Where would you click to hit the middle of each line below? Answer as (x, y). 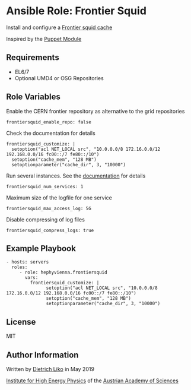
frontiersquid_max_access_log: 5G (49, 208)
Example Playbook (41, 248)
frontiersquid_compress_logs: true (50, 230)
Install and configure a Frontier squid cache (59, 27)
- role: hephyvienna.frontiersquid (63, 272)
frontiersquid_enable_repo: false (49, 122)
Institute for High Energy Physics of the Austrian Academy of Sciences (93, 381)
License (21, 322)
